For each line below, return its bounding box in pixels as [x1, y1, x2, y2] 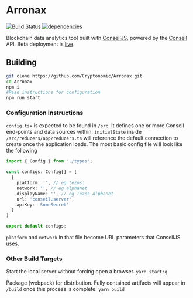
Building [6, 57, 37, 67]
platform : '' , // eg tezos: [16, 180, 85, 186]
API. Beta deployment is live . [6, 40, 75, 48]
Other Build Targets [6, 255, 63, 263]
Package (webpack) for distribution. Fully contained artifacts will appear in [6, 279, 185, 286]
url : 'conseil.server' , [16, 196, 75, 202]
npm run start [6, 95, 41, 101]
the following [6, 147, 37, 154]
